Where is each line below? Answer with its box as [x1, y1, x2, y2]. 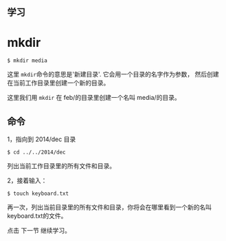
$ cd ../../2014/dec [7, 149, 67, 156]
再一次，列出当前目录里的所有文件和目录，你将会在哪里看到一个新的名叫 [7, 203, 212, 211]
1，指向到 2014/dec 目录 [7, 135, 76, 143]
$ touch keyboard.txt [7, 190, 69, 198]
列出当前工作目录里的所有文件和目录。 [7, 162, 115, 170]
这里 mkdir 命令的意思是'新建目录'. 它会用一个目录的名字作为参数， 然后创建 [7, 70, 219, 78]
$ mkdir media [7, 57, 48, 64]
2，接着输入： [7, 176, 47, 185]
